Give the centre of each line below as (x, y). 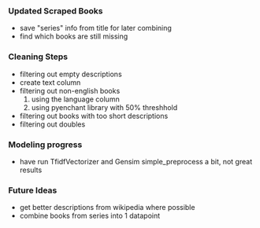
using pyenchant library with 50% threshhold (104, 107)
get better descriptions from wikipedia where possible (107, 208)
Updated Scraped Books (56, 11)
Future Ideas (33, 190)
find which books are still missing (74, 36)
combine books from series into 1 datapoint (90, 216)
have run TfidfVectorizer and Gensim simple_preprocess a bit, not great (136, 161)
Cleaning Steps (38, 57)
